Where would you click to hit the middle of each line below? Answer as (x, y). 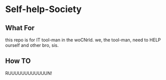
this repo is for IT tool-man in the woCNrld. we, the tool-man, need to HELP (83, 40)
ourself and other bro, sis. (32, 45)
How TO (18, 61)
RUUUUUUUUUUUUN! (29, 73)
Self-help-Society (44, 9)
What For (20, 28)
